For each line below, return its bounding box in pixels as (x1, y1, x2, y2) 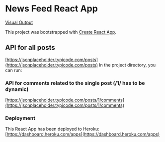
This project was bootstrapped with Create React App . (5, 29, 117, 35)
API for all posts (5, 43, 56, 52)
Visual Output (5, 19, 33, 25)
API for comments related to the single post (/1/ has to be (5, 79, 145, 86)
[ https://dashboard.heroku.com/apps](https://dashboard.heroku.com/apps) (5, 131, 160, 137)
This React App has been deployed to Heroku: (5, 126, 99, 132)
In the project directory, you (99, 62, 156, 68)
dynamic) (5, 85, 29, 92)
